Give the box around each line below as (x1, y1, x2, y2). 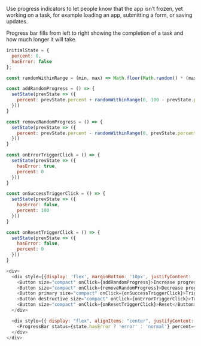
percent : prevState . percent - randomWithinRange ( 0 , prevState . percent (17, 130, 197, 136)
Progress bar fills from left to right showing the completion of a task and (6, 29, 184, 37)
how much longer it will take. (6, 36, 77, 43)
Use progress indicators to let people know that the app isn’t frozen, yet (6, 5, 183, 12)
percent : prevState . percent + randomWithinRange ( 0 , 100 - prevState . (17, 97, 194, 103)
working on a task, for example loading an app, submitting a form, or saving (6, 11, 193, 19)
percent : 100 (17, 207, 50, 213)
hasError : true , (17, 163, 58, 169)
